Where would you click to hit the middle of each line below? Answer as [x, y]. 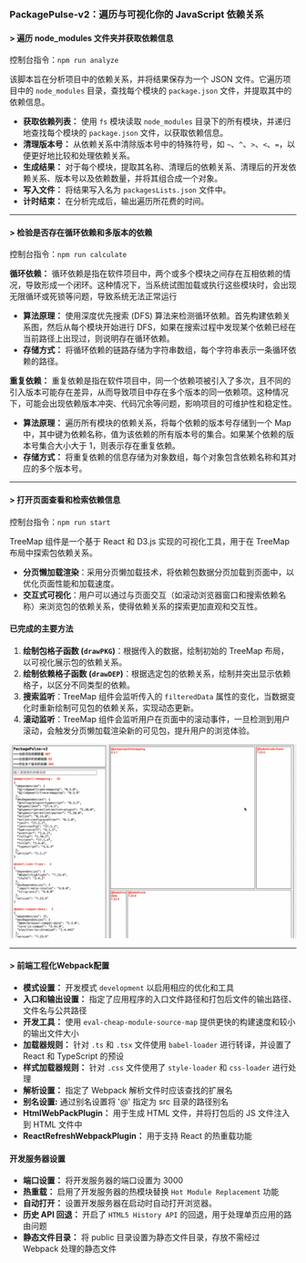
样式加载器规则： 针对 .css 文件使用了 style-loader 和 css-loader [146, 1068]
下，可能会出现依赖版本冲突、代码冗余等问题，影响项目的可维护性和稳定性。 [153, 404]
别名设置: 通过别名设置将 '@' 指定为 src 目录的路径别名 [126, 1102]
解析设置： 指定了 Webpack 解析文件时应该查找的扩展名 [127, 1091]
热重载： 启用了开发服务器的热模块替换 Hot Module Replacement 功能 [151, 1192]
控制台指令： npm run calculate [68, 254]
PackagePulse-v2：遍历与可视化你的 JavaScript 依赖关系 [137, 14]
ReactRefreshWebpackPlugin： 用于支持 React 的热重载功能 [138, 1136]
